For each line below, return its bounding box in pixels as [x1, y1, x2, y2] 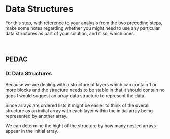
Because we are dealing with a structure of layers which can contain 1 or [5, 81, 157, 87]
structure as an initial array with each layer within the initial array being [5, 107, 153, 114]
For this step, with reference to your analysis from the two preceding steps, [5, 20, 163, 26]
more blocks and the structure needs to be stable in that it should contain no [5, 87, 165, 93]
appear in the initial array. [5, 128, 58, 134]
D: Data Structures [5, 70, 52, 77]
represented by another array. [5, 113, 68, 119]
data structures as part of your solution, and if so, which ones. [5, 30, 135, 36]
